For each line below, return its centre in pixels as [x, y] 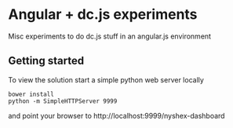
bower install [31, 94]
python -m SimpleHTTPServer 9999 [63, 101]
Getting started [46, 61]
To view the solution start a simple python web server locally [106, 79]
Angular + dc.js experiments [103, 15]
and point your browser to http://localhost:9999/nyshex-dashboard [116, 115]
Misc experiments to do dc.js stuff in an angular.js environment [110, 36]
